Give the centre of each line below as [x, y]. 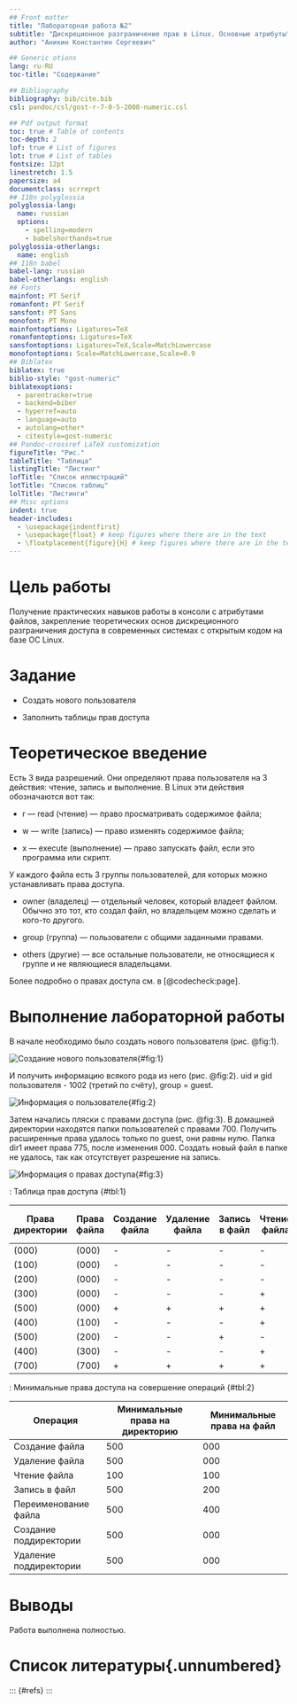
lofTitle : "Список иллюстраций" [69, 478]
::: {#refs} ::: [31, 1690]
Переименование [52, 1504]
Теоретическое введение [108, 753]
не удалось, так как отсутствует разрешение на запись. [115, 1156]
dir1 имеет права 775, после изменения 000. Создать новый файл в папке [148, 1148]
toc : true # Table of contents [67, 131]
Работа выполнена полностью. [68, 1630]
